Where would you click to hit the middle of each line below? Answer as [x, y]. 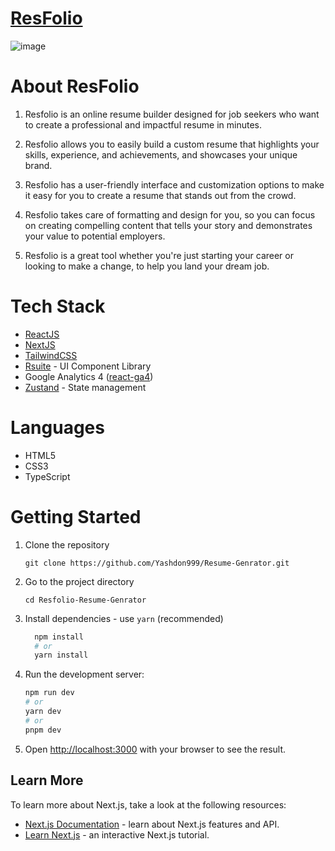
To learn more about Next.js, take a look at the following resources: [148, 804]
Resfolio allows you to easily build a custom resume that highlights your [172, 144]
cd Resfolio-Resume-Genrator [85, 600]
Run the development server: [84, 674]
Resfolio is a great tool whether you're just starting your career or [159, 255]
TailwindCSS [51, 355]
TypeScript [47, 476]
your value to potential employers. [95, 236]
